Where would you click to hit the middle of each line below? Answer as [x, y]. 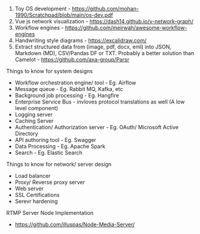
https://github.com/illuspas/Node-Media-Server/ [75, 224]
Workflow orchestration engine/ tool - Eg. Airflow [75, 83]
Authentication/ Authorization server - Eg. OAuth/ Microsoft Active [96, 127]
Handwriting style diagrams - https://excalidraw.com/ [81, 40]
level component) [37, 108]
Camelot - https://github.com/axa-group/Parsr [72, 60]
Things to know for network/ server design [59, 164]
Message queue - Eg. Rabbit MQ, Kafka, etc [69, 89]
